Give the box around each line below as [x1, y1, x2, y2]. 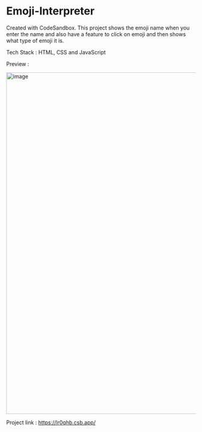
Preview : [6, 60, 29, 67]
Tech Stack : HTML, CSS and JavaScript [6, 48, 106, 55]
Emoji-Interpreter [6, 4, 95, 18]
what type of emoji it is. [6, 37, 64, 44]
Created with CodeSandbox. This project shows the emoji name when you [6, 24, 190, 31]
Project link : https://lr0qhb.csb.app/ [6, 419, 96, 426]
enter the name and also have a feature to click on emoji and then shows [6, 30, 186, 37]
